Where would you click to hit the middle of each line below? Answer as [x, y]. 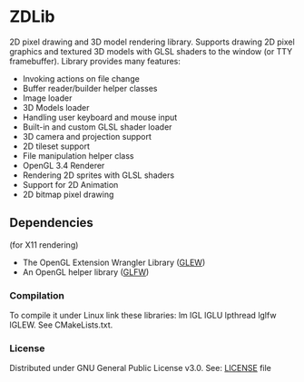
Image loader [47, 98]
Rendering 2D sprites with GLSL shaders [98, 175]
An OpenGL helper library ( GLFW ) [86, 272]
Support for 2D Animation [70, 184]
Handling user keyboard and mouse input [100, 117]
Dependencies [51, 223]
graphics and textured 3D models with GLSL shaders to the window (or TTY [151, 51]
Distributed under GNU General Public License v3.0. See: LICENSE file [141, 368]
